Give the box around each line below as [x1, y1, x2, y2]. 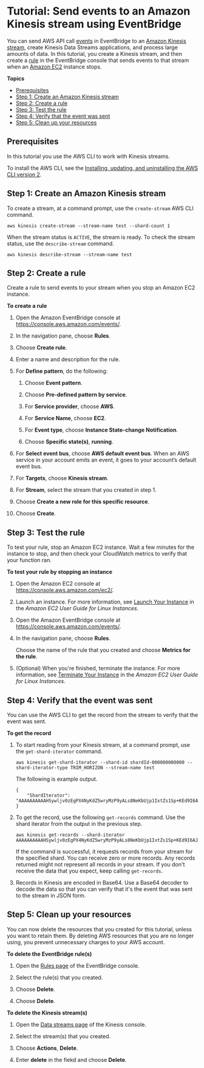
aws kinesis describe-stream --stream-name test [7, 251, 132, 257]
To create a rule [7, 302, 47, 310]
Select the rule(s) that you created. [15, 973, 103, 981]
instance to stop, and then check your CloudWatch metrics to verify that [7, 550, 188, 557]
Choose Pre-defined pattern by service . [24, 391, 127, 398]
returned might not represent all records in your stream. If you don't [15, 861, 185, 868]
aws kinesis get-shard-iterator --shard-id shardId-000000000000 [15, 760, 185, 766]
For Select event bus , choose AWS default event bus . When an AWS [15, 450, 190, 457]
